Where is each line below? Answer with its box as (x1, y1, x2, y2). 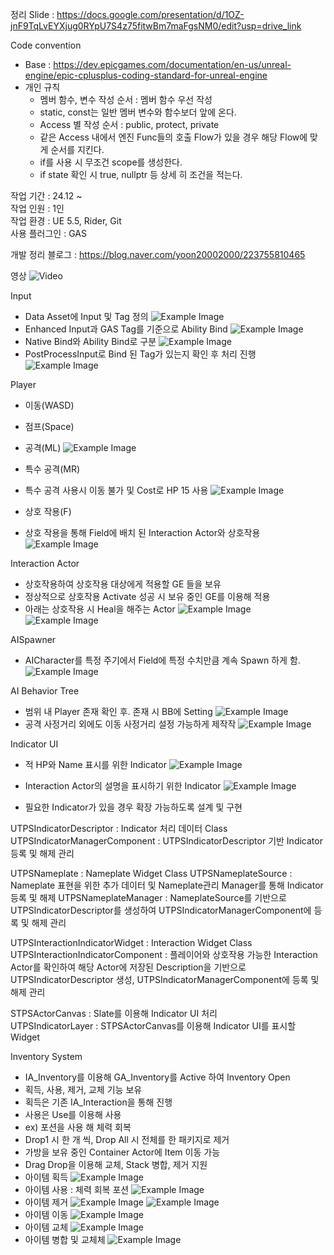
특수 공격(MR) (24, 463, 81, 475)
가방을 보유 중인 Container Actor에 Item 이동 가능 (24, 1146, 221, 1158)
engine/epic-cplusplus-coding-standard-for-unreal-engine (24, 69, 268, 81)
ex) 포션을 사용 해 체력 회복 (24, 1121, 132, 1133)
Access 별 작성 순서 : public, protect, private (39, 119, 220, 130)
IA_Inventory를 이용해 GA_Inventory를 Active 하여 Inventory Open (24, 1071, 291, 1083)
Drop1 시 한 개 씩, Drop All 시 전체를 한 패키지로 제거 (24, 1134, 230, 1145)
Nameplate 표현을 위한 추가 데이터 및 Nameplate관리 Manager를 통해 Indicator (10, 879, 324, 891)
